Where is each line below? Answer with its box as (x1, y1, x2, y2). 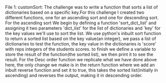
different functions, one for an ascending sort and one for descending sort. (5, 15, 159, 20)
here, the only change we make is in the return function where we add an (5, 62, 155, 68)
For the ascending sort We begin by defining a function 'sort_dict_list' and (5, 20, 157, 26)
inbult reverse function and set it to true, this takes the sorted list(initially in (5, 67, 158, 73)
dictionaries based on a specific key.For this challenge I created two (5, 9, 145, 15)
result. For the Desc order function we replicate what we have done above (5, 57, 157, 62)
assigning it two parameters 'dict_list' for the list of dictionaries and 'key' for (5, 25, 161, 31)
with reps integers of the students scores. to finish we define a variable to (5, 46, 156, 52)
